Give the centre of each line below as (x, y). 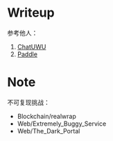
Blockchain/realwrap (46, 116)
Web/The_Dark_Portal (49, 131)
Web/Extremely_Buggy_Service (62, 124)
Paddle (27, 54)
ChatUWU (32, 47)
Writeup (31, 13)
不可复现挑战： (28, 102)
